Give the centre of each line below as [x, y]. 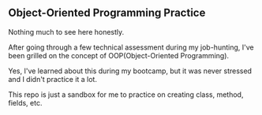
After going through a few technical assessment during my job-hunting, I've [131, 47]
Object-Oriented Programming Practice [107, 13]
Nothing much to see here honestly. [66, 32]
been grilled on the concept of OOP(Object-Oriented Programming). [119, 55]
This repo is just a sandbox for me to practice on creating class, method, [126, 95]
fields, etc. [25, 102]
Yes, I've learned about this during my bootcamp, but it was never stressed [130, 71]
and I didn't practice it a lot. [52, 79]
